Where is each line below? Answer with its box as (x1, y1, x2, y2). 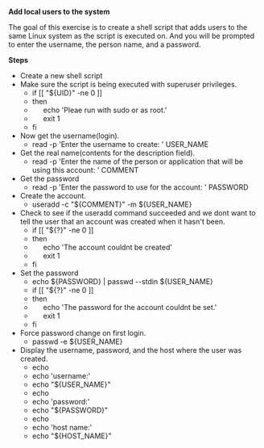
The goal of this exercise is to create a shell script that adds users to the (8, 23, 248, 31)
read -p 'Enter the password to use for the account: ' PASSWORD (31, 182, 249, 192)
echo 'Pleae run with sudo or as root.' (43, 105, 167, 115)
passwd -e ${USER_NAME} (31, 337, 123, 346)
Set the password (19, 268, 79, 278)
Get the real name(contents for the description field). (19, 149, 196, 157)
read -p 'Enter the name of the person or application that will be (31, 157, 244, 166)
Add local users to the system (8, 7, 110, 16)
